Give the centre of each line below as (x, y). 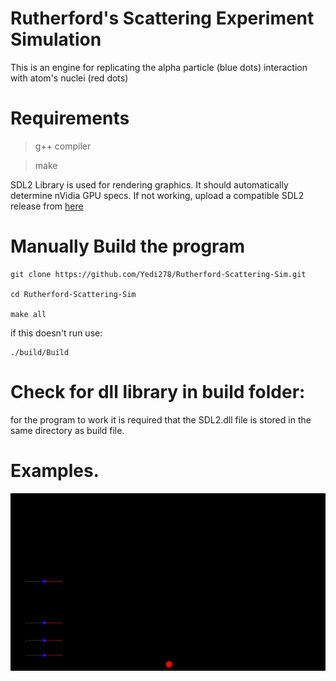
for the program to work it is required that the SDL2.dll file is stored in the (161, 419)
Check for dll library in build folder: (158, 392)
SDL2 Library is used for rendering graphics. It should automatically (149, 184)
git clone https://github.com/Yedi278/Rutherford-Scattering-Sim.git (158, 274)
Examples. (55, 470)
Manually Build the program (127, 246)
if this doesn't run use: (56, 333)
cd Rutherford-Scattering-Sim (73, 294)
